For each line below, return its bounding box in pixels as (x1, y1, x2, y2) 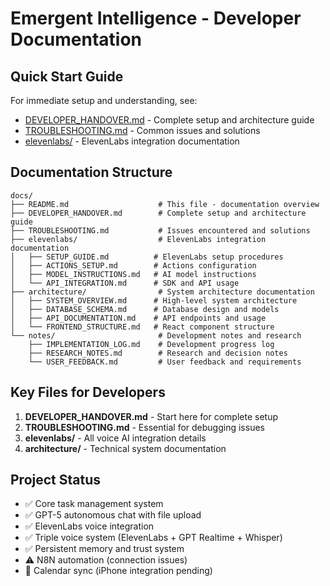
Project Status (10, 472, 102, 489)
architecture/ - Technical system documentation (24, 442, 227, 454)
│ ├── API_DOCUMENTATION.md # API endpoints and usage (10, 313, 267, 323)
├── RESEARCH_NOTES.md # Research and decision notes (28, 348, 288, 358)
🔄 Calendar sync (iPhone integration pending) (24, 565, 213, 577)
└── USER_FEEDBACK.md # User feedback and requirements (28, 357, 302, 367)
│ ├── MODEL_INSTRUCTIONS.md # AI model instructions (10, 269, 257, 279)
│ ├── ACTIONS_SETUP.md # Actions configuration (10, 260, 257, 271)
